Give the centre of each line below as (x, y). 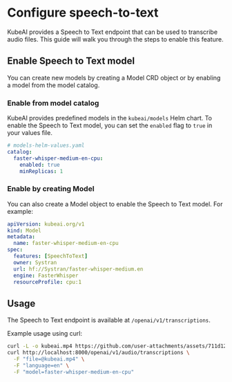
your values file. (30, 133)
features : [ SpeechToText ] (51, 256)
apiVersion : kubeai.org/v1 (46, 224)
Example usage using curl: (45, 334)
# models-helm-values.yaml (46, 146)
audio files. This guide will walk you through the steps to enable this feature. (115, 39)
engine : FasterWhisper (46, 275)
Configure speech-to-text (83, 13)
